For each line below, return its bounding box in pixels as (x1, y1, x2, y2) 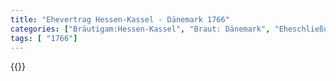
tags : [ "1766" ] (10, 33, 78, 43)
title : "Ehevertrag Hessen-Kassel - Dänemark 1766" (10, 14, 230, 25)
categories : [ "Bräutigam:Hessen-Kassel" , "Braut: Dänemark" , (10, 24, 271, 34)
